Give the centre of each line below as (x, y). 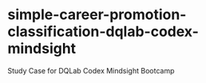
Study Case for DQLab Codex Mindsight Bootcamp (91, 70)
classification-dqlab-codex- (103, 32)
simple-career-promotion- (97, 15)
